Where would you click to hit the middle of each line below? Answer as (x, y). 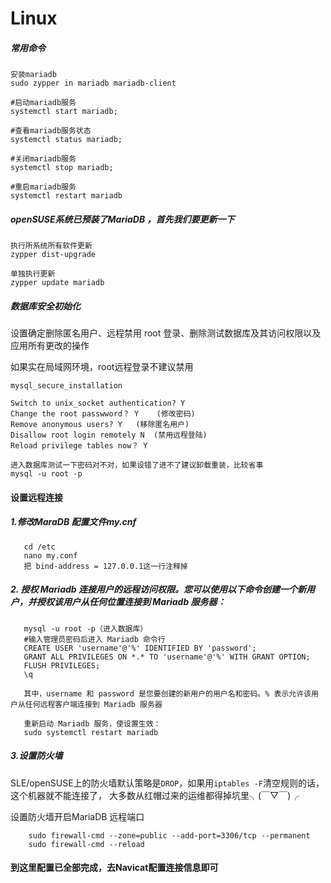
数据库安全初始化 (45, 306)
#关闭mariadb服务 (43, 159)
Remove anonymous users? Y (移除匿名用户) (100, 425)
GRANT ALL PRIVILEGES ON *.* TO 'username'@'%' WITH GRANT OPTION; (167, 657)
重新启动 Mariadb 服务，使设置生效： (92, 723)
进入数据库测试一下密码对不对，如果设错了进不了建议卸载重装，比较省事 (137, 465)
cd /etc (39, 547)
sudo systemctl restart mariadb (91, 732)
